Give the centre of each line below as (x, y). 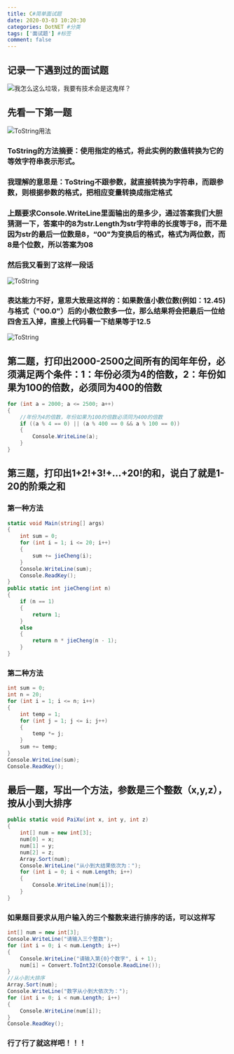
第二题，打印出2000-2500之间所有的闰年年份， (112, 361)
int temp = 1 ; (40, 714)
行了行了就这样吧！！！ (47, 1043)
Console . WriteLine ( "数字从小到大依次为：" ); (68, 992)
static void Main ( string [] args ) (56, 523)
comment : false (29, 40)
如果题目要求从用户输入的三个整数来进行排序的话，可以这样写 (111, 917)
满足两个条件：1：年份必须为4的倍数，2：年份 (117, 374)
